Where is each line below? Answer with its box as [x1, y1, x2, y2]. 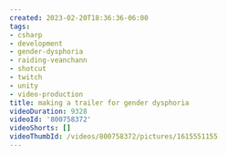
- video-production [9, 89, 84, 98]
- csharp [9, 30, 43, 39]
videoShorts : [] [9, 124, 71, 133]
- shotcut [9, 65, 47, 74]
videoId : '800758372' [9, 115, 92, 124]
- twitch [9, 73, 43, 82]
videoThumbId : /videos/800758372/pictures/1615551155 [9, 132, 219, 141]
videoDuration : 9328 [9, 107, 88, 116]
